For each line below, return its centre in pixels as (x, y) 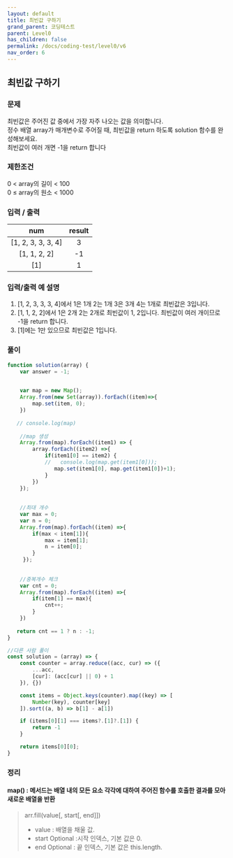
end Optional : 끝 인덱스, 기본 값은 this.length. (98, 847)
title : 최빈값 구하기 (34, 20)
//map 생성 (34, 436)
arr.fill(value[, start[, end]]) (62, 815)
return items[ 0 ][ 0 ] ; (50, 747)
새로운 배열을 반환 (31, 799)
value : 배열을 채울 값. (65, 829)
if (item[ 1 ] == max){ (62, 599)
